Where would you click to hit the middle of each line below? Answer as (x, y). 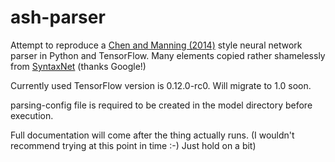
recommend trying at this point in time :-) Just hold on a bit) (133, 145)
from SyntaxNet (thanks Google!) (78, 66)
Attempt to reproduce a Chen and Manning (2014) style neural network (156, 45)
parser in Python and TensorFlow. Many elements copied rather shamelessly (168, 55)
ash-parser (58, 17)
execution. (32, 115)
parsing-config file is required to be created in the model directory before (161, 105)
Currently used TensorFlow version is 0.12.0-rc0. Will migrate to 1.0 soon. (161, 85)
